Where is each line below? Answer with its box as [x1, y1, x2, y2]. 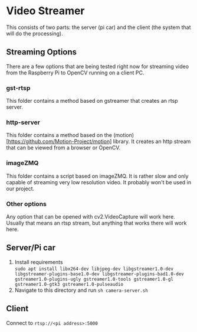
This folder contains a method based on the [6, 132, 112, 139]
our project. [6, 185, 35, 192]
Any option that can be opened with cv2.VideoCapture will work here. [6, 213, 175, 220]
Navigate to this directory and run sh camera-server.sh [14, 287, 149, 294]
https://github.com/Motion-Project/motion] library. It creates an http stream [8, 138, 191, 145]
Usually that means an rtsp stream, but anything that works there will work [6, 219, 187, 226]
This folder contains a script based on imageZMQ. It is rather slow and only [6, 172, 189, 180]
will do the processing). [6, 30, 63, 37]
